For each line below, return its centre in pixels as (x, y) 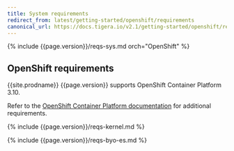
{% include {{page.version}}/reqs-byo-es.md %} (77, 141)
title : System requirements (48, 14)
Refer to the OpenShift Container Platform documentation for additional (109, 106)
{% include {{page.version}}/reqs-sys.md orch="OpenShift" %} (99, 47)
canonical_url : (29, 26)
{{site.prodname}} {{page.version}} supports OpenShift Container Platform (114, 85)
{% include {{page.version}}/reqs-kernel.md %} (76, 127)
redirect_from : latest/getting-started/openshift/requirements (101, 20)
